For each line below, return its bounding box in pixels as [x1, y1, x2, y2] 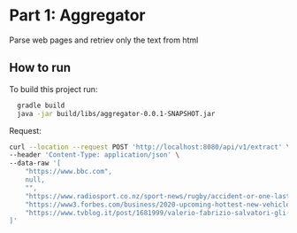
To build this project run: [9, 83, 98, 94]
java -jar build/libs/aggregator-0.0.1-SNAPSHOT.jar [17, 109, 216, 118]
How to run [9, 60, 72, 75]
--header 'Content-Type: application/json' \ [9, 151, 179, 159]
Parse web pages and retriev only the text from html [9, 35, 199, 45]
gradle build [17, 101, 65, 110]
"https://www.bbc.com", [25, 167, 113, 176]
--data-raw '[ [9, 159, 62, 168]
